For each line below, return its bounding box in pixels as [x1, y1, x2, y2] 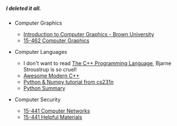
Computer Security [14, 96, 61, 103]
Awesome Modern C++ [23, 72, 80, 79]
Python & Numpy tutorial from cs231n [23, 78, 114, 85]
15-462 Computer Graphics [23, 37, 90, 44]
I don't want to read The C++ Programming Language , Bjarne [23, 59, 172, 67]
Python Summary [23, 84, 66, 91]
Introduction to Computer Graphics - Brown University [23, 30, 154, 38]
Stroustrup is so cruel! [23, 66, 77, 73]
